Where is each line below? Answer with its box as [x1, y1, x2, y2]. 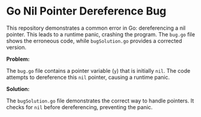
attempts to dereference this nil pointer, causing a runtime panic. [6, 73, 170, 81]
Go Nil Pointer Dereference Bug [6, 4, 166, 18]
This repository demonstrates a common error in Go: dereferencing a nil [6, 24, 186, 32]
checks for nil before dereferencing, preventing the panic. [6, 103, 153, 110]
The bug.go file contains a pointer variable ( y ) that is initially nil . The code [6, 67, 191, 74]
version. [6, 44, 27, 51]
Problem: [6, 55, 30, 62]
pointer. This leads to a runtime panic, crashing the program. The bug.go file [6, 30, 196, 38]
